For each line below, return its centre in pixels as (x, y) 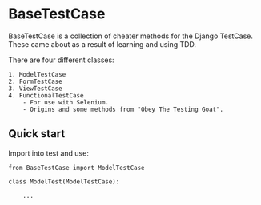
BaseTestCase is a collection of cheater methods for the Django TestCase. (131, 36)
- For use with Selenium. (66, 102)
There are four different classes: (61, 60)
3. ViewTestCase (35, 89)
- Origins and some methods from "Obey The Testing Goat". (123, 109)
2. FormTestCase (35, 81)
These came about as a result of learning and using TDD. (102, 44)
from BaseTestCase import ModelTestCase (77, 168)
